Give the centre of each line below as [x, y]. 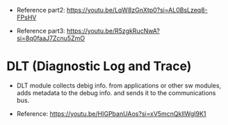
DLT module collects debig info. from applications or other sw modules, [119, 85]
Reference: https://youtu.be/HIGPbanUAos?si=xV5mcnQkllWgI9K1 [111, 113]
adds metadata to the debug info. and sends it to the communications [116, 92]
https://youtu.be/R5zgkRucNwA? [113, 31]
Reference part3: [41, 31]
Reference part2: [41, 10]
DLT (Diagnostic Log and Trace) [99, 66]
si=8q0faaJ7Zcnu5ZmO [50, 38]
